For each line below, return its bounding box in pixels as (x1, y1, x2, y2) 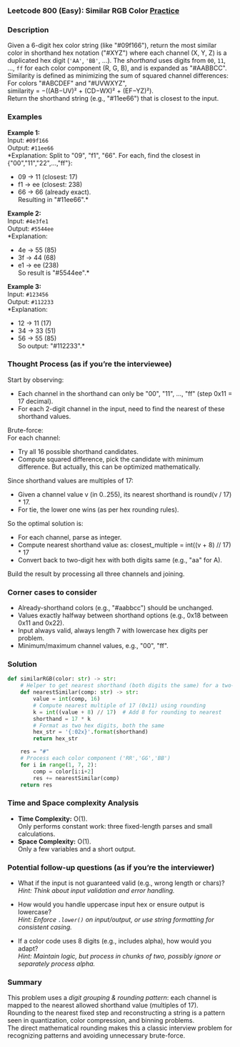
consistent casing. (17, 923, 73, 931)
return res (20, 781, 53, 789)
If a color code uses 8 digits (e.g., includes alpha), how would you (17, 937, 212, 945)
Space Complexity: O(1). (17, 837, 91, 846)
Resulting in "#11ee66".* (17, 195, 89, 203)
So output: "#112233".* (17, 341, 86, 350)
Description (7, 24, 49, 34)
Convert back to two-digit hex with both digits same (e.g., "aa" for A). (17, 555, 223, 564)
